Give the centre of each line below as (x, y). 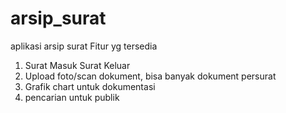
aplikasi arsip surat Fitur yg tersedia (84, 46)
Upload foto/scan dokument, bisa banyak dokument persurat (150, 76)
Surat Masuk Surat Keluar (77, 65)
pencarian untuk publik (72, 97)
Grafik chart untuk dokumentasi (90, 86)
